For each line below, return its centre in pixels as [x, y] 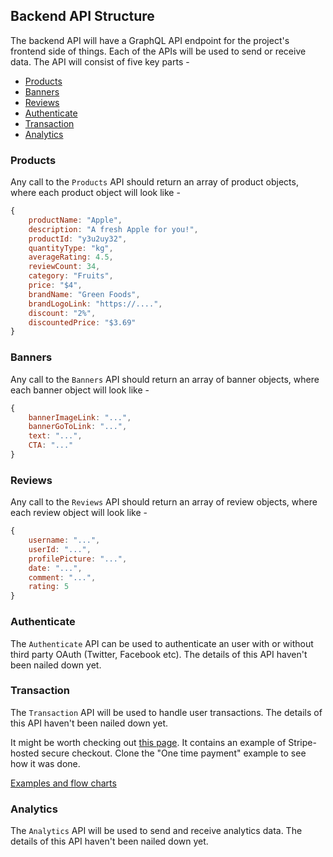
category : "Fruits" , [71, 276]
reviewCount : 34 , [64, 267]
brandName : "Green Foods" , [84, 294]
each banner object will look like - [80, 390]
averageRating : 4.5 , [71, 257]
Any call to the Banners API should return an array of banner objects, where [165, 379]
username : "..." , [64, 540]
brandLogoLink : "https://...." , [95, 304]
